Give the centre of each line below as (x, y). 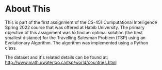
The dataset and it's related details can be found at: (57, 57)
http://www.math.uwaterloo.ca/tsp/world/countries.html (61, 62)
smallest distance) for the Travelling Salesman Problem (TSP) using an (75, 38)
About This (28, 9)
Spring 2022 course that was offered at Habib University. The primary (75, 27)
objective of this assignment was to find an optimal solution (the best (74, 32)
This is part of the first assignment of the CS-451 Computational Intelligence (81, 22)
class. (11, 48)
